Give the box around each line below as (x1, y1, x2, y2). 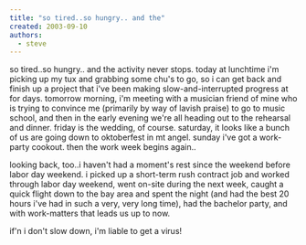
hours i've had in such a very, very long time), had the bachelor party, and (9, 198, 288, 209)
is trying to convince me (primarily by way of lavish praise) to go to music (9, 102, 286, 114)
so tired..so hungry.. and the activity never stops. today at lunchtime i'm (9, 64, 280, 75)
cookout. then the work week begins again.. (31, 142, 196, 153)
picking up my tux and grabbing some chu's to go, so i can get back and (9, 74, 281, 85)
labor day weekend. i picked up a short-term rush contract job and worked (9, 169, 290, 180)
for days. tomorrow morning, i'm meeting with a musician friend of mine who (9, 93, 298, 104)
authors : (9, 30, 43, 39)
